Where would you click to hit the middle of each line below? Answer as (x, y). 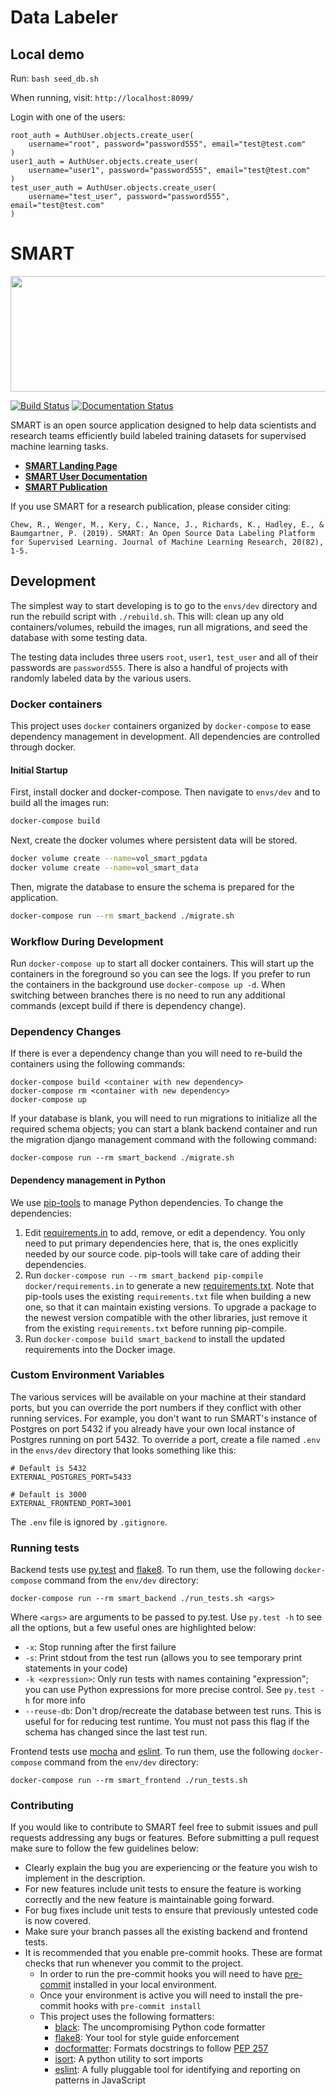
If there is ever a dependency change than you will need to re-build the (156, 1053)
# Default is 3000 (48, 1494)
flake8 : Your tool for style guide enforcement (147, 2038)
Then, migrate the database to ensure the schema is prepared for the (152, 887)
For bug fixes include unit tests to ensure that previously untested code (171, 1910)
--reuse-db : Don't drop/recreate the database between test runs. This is (173, 1711)
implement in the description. (85, 1878)
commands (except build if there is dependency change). (128, 1006)
